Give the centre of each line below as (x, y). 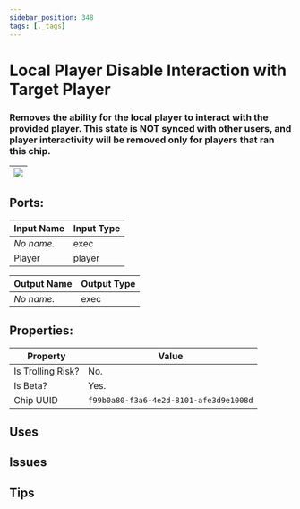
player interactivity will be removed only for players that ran (142, 140)
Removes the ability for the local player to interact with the (139, 117)
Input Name (39, 228)
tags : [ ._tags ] (38, 26)
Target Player (60, 89)
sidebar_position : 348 (51, 17)
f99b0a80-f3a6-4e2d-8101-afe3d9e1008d (171, 400)
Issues (28, 462)
